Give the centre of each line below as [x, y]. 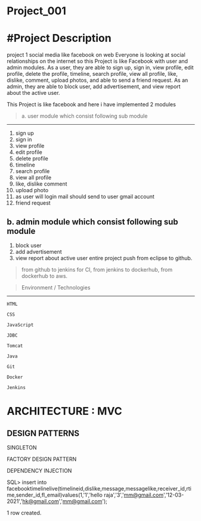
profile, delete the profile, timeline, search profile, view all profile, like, [92, 74]
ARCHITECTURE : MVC [64, 411]
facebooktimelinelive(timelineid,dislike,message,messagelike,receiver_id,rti [99, 488]
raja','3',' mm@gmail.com [134, 495]
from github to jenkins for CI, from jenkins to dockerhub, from [97, 269]
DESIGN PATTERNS [43, 433]
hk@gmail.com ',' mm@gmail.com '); [65, 501]
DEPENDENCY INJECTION [39, 470]
